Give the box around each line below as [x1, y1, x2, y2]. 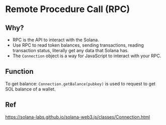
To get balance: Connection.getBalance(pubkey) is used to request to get [5, 80, 156, 86]
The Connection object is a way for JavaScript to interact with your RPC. [12, 53, 161, 59]
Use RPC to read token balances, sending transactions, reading [12, 42, 144, 48]
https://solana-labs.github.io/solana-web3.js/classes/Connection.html [5, 114, 150, 120]
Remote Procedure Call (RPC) [5, 4, 130, 15]
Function [5, 67, 34, 76]
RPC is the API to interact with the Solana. [12, 37, 99, 43]
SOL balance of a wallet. [5, 86, 56, 92]
